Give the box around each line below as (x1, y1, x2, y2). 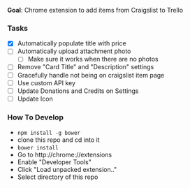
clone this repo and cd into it (17, 136, 100, 144)
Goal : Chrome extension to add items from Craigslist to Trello (7, 6, 184, 14)
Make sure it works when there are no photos (27, 55, 159, 64)
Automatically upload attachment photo (17, 47, 131, 55)
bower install (17, 145, 59, 152)
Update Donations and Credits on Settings (17, 87, 139, 95)
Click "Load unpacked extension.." (17, 166, 117, 174)
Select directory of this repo (17, 173, 98, 181)
